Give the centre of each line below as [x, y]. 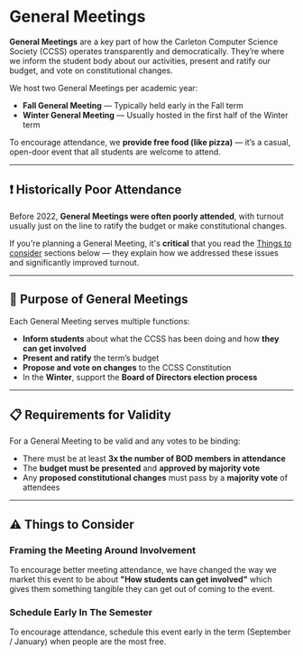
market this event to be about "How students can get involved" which [141, 579]
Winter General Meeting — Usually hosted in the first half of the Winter [155, 115]
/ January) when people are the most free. [88, 642]
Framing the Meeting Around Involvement [103, 550]
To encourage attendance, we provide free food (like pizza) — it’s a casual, [150, 142]
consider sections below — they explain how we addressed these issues [144, 253]
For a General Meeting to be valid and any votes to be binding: [125, 441]
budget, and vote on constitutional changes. [91, 70]
